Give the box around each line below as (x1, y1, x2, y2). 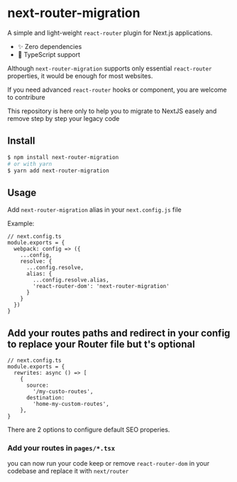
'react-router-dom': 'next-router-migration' (33, 283, 170, 290)
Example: (7, 219, 35, 228)
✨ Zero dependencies (17, 42, 82, 50)
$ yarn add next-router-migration (7, 167, 110, 174)
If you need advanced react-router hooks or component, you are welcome (7, 85, 227, 94)
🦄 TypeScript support (17, 50, 80, 58)
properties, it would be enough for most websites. (7, 71, 153, 80)
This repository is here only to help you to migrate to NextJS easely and (7, 107, 217, 115)
